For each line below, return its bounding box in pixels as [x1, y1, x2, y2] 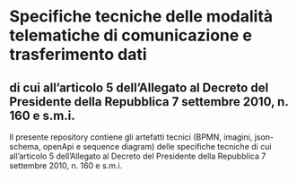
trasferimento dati [9, 45, 147, 64]
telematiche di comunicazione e [9, 25, 253, 46]
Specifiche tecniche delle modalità [9, 6, 274, 27]
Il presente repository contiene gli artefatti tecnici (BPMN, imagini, [9, 132, 253, 142]
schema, [9, 141, 41, 151]
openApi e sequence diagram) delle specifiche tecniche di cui [42, 141, 272, 151]
